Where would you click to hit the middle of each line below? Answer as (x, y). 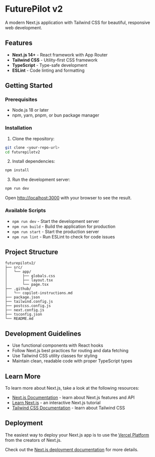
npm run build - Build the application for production (64, 226)
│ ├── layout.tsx (29, 280)
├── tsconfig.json (24, 315)
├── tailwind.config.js (29, 302)
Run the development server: (41, 179)
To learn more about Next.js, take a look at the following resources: (72, 388)
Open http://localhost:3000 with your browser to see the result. (69, 198)
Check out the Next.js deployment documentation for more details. (72, 449)
